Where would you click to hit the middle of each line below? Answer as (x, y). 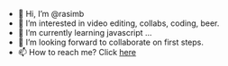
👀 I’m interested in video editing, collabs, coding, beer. (119, 23)
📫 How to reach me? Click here (77, 52)
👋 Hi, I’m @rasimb (51, 14)
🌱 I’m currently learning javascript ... (85, 33)
